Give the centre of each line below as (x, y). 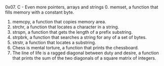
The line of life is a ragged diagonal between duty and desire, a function (85, 53)
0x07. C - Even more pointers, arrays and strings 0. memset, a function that (82, 7)
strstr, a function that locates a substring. (54, 43)
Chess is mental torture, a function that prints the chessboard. (76, 48)
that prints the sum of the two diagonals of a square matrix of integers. (84, 58)
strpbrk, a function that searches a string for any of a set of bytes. (80, 37)
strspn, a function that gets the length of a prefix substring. (72, 32)
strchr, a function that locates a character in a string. (66, 27)
